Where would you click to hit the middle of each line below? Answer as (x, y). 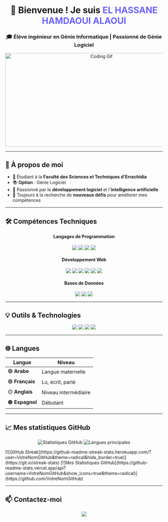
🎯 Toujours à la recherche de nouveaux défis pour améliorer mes (80, 195)
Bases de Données (84, 283)
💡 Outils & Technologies (43, 315)
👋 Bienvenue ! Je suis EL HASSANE (84, 10)
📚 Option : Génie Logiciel (39, 183)
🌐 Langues (22, 348)
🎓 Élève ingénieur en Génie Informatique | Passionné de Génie (84, 37)
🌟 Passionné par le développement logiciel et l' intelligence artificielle (85, 190)
